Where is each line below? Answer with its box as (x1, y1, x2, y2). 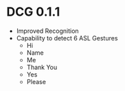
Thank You (26, 63, 58, 71)
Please (26, 77, 46, 86)
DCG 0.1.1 (6, 4, 60, 20)
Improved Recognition (16, 27, 80, 35)
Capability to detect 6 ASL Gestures (16, 34, 118, 42)
